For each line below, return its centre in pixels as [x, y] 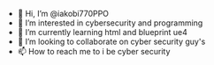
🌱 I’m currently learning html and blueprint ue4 [102, 32]
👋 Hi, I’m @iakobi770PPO [63, 14]
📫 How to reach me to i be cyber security [94, 51]
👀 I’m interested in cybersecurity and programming [110, 23]
